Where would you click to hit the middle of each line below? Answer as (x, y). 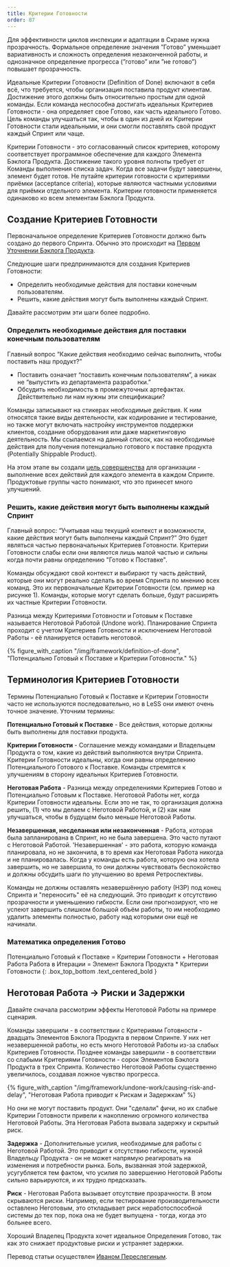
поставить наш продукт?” (45, 361)
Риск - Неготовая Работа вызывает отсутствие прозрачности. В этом (109, 1193)
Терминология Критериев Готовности (93, 680)
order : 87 (21, 20)
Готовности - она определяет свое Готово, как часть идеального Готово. (114, 111)
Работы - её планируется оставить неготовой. (75, 637)
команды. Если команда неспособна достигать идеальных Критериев (110, 104)
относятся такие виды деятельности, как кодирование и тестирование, (112, 417)
